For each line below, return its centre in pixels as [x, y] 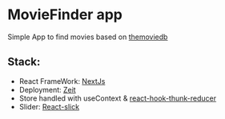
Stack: [24, 62]
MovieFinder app [65, 15]
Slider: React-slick [49, 106]
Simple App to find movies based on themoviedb [88, 37]
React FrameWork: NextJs [62, 81]
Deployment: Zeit [48, 89]
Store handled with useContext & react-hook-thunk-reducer [118, 98]
